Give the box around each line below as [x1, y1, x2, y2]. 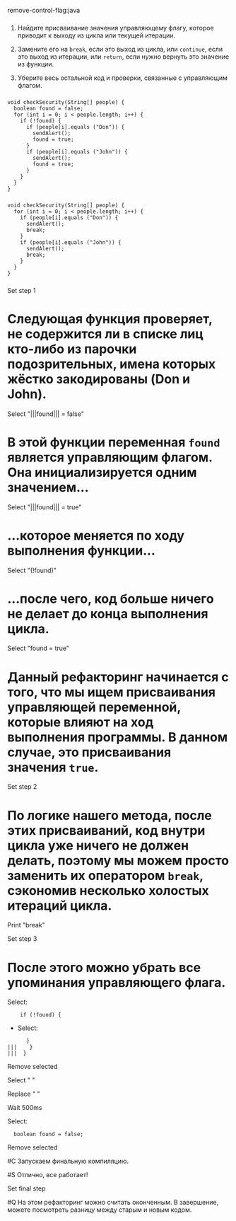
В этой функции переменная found [7, 434, 220, 450]
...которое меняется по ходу [7, 527, 185, 543]
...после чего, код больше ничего [7, 591, 214, 607]
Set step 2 [7, 782, 37, 791]
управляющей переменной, [7, 699, 182, 715]
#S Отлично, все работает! [7, 1171, 88, 1179]
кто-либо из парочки [7, 341, 137, 357]
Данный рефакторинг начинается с [7, 669, 230, 685]
